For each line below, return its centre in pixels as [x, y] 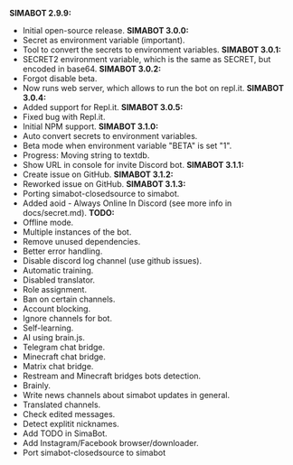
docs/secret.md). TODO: [68, 213]
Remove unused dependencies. [81, 242]
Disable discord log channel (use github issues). [112, 260]
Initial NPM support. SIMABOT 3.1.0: [90, 126]
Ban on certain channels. [69, 299]
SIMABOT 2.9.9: [41, 13]
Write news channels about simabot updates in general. [126, 395]
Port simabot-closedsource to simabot [94, 452]
